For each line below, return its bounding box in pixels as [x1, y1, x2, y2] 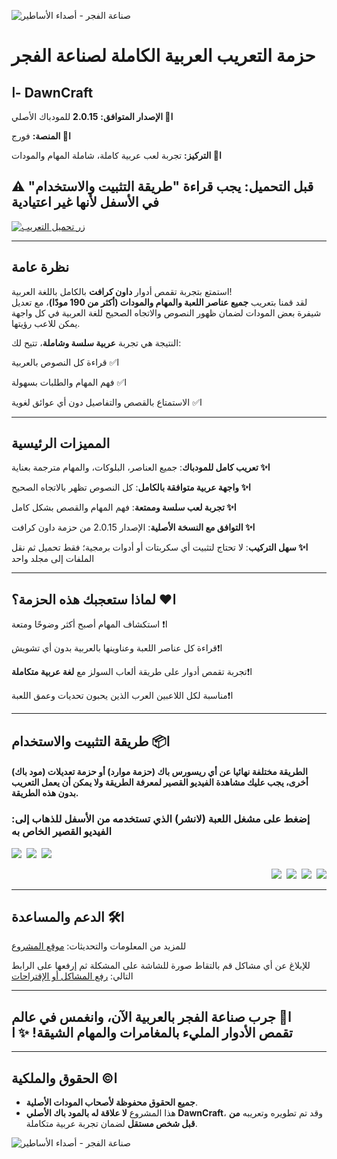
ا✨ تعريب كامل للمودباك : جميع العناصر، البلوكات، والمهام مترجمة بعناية [11, 461, 271, 474]
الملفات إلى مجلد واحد [11, 553, 95, 565]
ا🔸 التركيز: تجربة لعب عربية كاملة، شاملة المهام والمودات [11, 150, 222, 161]
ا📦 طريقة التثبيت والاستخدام [11, 733, 171, 750]
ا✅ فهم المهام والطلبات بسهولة [11, 376, 128, 388]
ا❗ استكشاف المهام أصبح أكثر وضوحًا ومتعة [11, 618, 168, 630]
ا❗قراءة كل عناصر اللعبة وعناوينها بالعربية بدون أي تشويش [11, 642, 223, 654]
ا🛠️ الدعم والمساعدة [11, 908, 125, 925]
